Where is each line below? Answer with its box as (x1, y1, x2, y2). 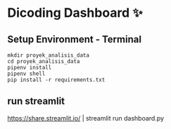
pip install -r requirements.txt (7, 76, 106, 83)
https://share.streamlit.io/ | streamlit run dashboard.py (7, 114, 164, 122)
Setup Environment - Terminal (7, 33, 142, 45)
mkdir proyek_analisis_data (7, 52, 90, 59)
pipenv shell (7, 70, 46, 77)
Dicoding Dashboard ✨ (7, 5, 143, 21)
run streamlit (7, 95, 65, 107)
